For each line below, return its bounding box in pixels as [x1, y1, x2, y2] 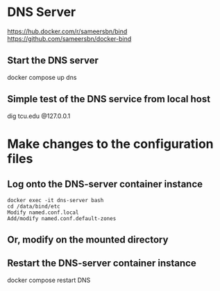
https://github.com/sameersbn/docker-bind [7, 34, 132, 42]
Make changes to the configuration [7, 136, 214, 151]
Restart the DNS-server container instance [7, 258, 196, 269]
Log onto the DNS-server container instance [7, 178, 203, 190]
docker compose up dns [7, 73, 77, 81]
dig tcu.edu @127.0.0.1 [7, 112, 71, 120]
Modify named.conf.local [7, 209, 79, 216]
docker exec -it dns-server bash [7, 197, 104, 203]
